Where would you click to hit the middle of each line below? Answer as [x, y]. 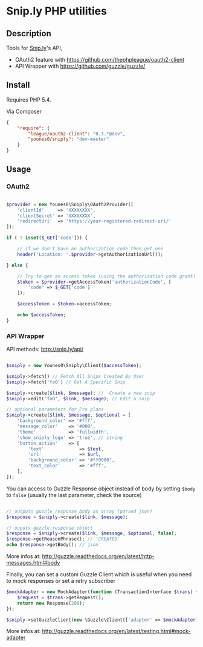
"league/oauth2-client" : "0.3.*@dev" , [77, 134]
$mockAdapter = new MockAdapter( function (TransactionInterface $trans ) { [102, 592]
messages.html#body [33, 563]
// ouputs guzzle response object [50, 528]
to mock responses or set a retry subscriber [61, 581]
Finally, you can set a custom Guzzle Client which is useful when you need [99, 574]
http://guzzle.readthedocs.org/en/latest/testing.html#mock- [116, 631]
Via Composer [24, 111]
